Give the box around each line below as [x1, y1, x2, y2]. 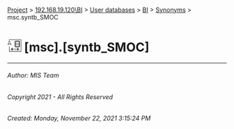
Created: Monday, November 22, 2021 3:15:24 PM [7, 114, 151, 123]
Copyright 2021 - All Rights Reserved [7, 92, 114, 101]
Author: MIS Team [7, 71, 59, 80]
